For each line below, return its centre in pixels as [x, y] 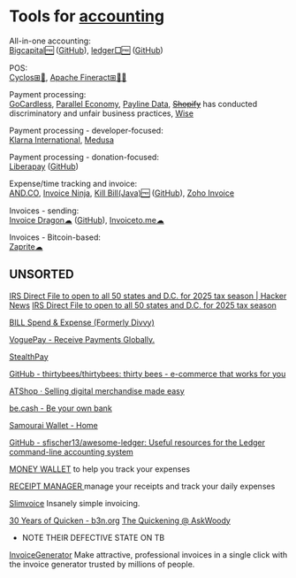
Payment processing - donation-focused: [84, 157]
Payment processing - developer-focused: [86, 130]
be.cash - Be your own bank [61, 408]
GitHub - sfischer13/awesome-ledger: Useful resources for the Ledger [137, 442]
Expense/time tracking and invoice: [73, 183]
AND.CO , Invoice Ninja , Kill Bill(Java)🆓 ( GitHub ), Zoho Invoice [122, 193]
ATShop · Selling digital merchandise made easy [97, 390]
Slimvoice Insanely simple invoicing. [75, 503]
